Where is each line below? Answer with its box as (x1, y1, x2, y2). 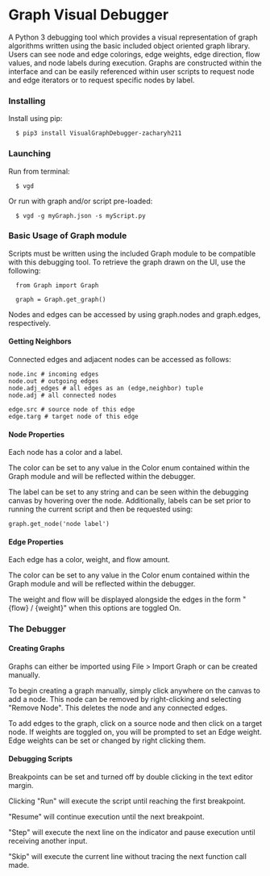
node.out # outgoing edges (8, 378, 99, 386)
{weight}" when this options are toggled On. (35, 603, 181, 613)
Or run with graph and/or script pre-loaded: (8, 196, 153, 206)
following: (8, 265, 41, 275)
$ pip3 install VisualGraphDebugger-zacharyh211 (15, 129, 182, 138)
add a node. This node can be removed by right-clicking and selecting (8, 694, 242, 703)
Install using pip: (8, 114, 63, 123)
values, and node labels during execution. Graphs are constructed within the (8, 58, 262, 68)
